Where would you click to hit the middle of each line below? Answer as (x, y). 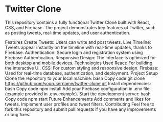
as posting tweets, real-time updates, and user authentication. (68, 33)
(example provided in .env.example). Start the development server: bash (78, 94)
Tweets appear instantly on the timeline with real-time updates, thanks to (79, 47)
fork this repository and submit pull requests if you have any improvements (81, 109)
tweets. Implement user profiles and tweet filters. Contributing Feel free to (80, 104)
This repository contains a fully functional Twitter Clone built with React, (78, 22)
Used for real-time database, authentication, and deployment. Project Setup (81, 73)
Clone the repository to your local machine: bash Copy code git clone (75, 78)
